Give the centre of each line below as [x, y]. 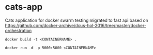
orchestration [18, 30]
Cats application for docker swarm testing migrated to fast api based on [77, 20]
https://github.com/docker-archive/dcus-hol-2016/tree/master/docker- [76, 25]
